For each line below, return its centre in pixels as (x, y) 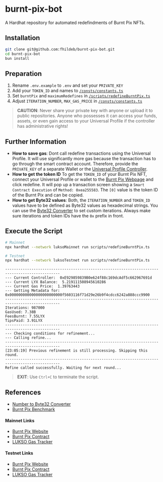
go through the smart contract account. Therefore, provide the (75, 164)
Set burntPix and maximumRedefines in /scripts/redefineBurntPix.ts (81, 96)
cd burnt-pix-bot (23, 54)
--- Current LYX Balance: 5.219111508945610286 (56, 282)
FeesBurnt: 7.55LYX (25, 316)
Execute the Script (34, 231)
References (23, 392)
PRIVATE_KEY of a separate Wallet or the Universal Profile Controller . (80, 169)
